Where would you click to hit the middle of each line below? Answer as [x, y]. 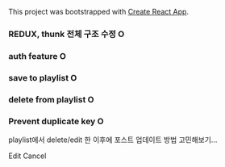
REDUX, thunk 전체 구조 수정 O [67, 34]
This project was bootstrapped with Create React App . [99, 12]
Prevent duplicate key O [56, 121]
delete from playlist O [51, 99]
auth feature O [37, 56]
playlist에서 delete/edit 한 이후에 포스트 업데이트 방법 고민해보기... [113, 140]
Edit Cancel [27, 156]
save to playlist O [43, 77]
